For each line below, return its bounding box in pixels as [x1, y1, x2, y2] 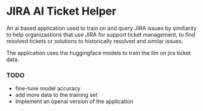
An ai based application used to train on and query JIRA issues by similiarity [6, 24, 197, 32]
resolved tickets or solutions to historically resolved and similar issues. [6, 37, 183, 45]
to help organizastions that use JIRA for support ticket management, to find [6, 30, 196, 38]
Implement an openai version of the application [15, 98, 134, 105]
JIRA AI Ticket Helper [6, 4, 117, 18]
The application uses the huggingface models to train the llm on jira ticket [6, 49, 191, 56]
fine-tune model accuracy [15, 85, 81, 92]
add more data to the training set [15, 91, 98, 99]
